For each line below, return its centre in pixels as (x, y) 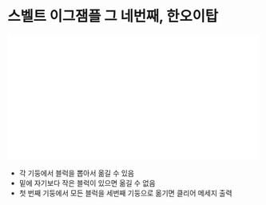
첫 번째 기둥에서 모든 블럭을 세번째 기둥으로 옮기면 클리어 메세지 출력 (125, 193)
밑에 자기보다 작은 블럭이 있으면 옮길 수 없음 (87, 183)
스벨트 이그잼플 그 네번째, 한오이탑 (113, 16)
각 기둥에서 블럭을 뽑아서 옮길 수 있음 (77, 173)
